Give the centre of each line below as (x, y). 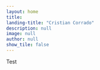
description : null (29, 28)
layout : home (22, 12)
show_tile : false (28, 45)
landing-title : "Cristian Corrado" (50, 23)
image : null (21, 34)
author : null (22, 39)
